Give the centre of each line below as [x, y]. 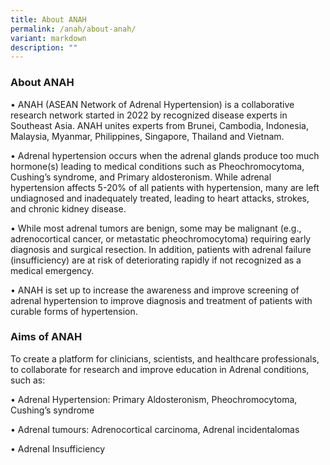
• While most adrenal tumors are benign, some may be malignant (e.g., [156, 228]
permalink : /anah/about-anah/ [73, 29]
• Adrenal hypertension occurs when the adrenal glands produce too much [165, 155]
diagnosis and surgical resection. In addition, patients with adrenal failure [161, 249]
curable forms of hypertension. [74, 311]
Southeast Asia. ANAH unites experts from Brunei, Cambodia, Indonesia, [159, 125]
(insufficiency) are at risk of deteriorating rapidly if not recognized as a [156, 260]
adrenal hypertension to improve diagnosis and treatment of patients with [161, 300]
